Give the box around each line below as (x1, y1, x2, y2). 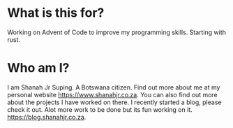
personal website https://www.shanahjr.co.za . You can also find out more (7, 90, 218, 99)
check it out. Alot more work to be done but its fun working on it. (7, 105, 193, 113)
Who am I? (7, 60, 70, 76)
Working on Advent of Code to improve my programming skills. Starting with (7, 28, 227, 36)
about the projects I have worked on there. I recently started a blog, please (7, 98, 222, 106)
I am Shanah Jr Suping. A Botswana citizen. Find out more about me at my (7, 83, 220, 92)
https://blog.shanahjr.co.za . (7, 113, 87, 121)
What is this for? (7, 5, 105, 21)
